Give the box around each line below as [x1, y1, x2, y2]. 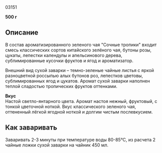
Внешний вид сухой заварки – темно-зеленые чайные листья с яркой [5, 67, 154, 73]
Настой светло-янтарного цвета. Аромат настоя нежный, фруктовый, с [5, 98, 157, 104]
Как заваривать [5, 123, 57, 132]
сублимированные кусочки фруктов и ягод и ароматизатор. [5, 57, 133, 63]
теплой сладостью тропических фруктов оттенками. [5, 83, 117, 89]
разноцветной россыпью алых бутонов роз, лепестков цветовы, [5, 72, 143, 78]
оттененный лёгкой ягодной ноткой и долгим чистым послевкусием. [5, 108, 153, 114]
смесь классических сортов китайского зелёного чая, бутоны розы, [5, 47, 151, 53]
